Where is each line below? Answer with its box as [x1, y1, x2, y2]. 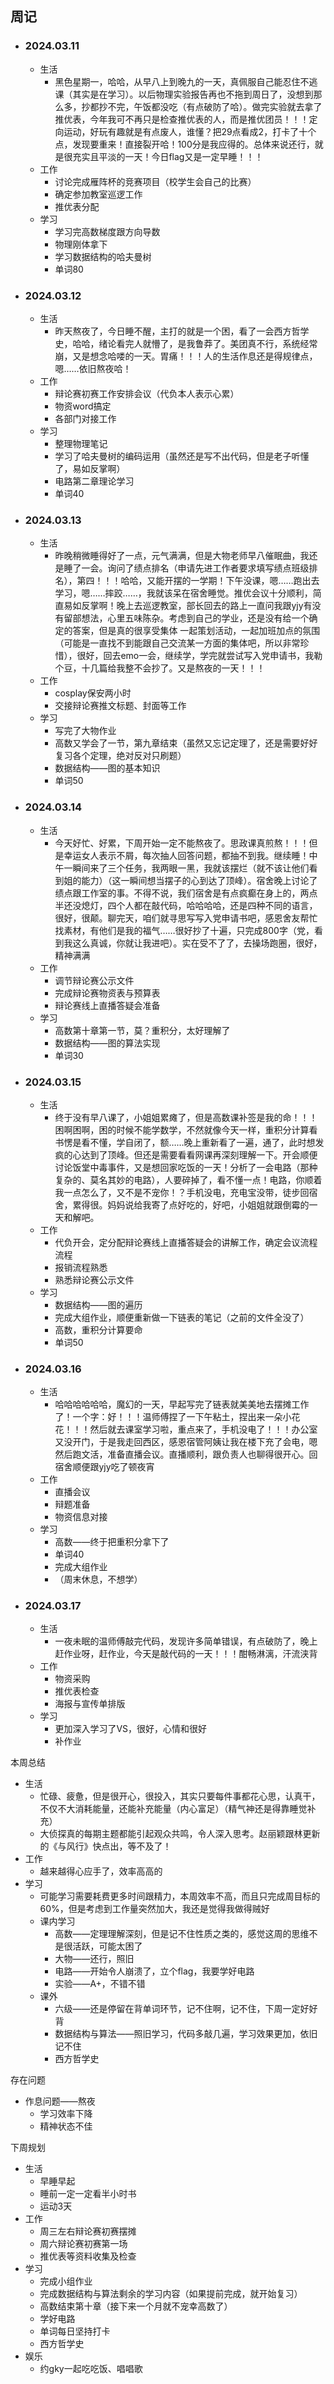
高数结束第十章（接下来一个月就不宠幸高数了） [39, 2300, 233, 2312]
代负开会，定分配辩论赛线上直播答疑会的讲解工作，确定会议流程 [54, 1236, 318, 1248]
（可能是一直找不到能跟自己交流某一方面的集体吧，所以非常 [54, 637, 301, 649]
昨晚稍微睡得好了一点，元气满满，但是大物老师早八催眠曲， [54, 550, 301, 562]
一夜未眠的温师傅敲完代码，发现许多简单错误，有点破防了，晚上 [54, 1635, 318, 1647]
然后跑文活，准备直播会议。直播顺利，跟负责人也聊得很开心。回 [54, 1448, 318, 1461]
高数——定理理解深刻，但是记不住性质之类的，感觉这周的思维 [54, 1928, 310, 1940]
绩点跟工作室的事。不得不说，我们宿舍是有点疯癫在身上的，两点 [54, 887, 318, 899]
